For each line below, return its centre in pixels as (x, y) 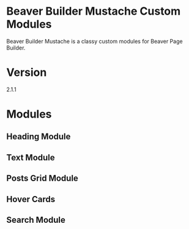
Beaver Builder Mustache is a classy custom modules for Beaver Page (94, 41)
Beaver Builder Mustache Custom (94, 11)
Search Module (36, 220)
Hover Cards (31, 199)
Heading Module (39, 137)
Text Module (31, 157)
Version (27, 73)
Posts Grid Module (42, 178)
